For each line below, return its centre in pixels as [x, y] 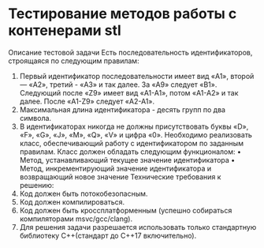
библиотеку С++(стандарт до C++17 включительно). [108, 235]
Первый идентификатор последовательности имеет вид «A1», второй [137, 76]
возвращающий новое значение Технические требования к [120, 177]
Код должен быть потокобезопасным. [84, 194]
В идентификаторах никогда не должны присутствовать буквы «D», [134, 126]
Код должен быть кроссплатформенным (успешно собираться [126, 210]
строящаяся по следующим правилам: [74, 61]
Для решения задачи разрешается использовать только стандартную [138, 227]
